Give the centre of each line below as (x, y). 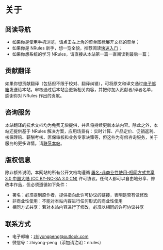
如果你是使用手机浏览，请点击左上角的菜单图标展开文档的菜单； (76, 42)
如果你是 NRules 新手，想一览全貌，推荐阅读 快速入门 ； (67, 48)
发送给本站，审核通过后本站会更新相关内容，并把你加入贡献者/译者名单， (82, 89)
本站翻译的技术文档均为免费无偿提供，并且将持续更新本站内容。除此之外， (79, 125)
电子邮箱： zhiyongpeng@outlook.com (50, 236)
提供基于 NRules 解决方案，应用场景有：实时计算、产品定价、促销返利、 (85, 131)
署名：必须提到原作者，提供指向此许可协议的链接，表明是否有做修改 (80, 195)
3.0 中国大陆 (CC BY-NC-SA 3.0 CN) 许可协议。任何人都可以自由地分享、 (78, 179)
